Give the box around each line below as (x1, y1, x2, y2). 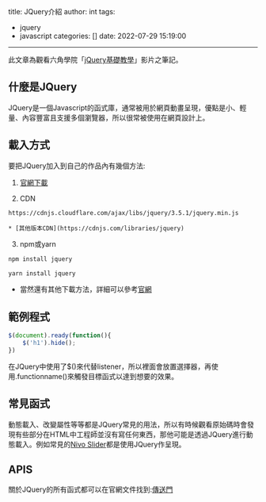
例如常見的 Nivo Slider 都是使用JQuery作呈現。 (35, 439, 186, 449)
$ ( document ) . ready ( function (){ (8, 331, 112, 339)
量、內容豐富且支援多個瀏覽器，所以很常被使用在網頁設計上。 (8, 113, 210, 122)
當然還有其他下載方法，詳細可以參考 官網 (19, 285, 152, 294)
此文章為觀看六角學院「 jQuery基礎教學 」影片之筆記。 (8, 55, 183, 64)
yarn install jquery (8, 269, 77, 278)
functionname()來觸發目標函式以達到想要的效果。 (17, 371, 179, 381)
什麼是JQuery (8, 80, 78, 94)
